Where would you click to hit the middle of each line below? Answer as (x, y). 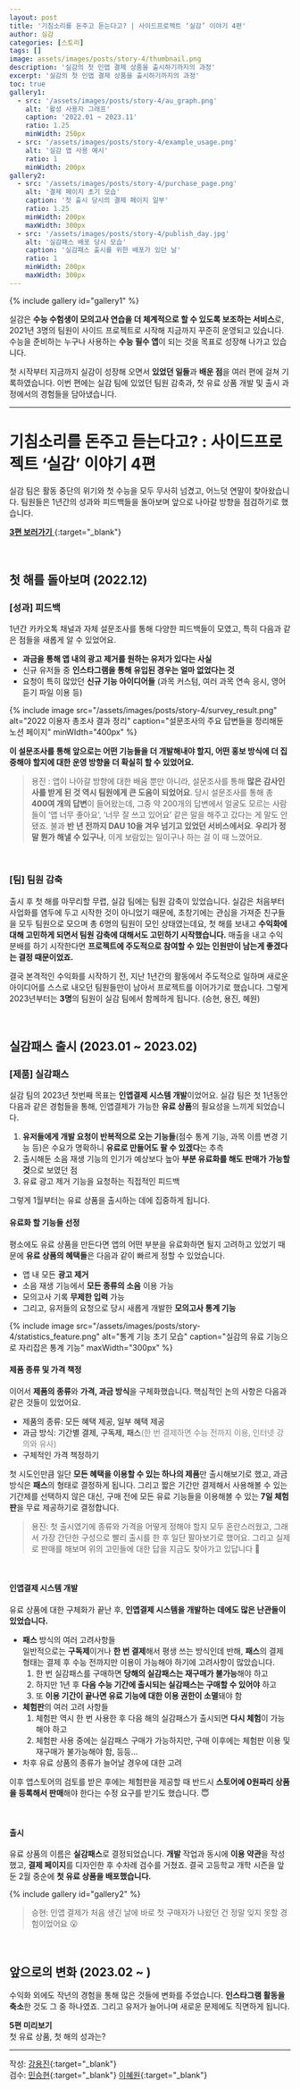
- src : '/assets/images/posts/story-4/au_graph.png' (117, 101)
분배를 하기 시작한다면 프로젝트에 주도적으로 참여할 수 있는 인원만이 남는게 (137, 946)
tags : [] (25, 51)
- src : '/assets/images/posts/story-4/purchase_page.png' (128, 184)
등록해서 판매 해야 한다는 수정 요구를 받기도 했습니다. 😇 (114, 1792)
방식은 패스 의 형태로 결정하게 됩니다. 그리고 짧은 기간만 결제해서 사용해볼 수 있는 (149, 1485)
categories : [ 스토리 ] (47, 42)
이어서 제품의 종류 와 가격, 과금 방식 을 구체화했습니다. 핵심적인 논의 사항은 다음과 (148, 1391)
